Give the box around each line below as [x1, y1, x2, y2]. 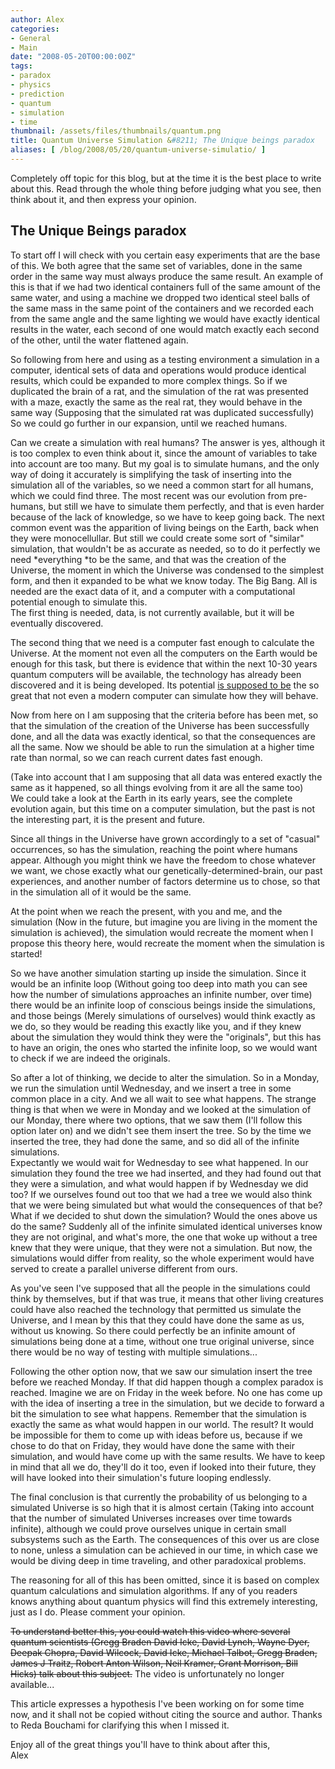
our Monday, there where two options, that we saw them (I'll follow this [10, 1114, 303, 1126]
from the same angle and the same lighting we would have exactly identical [10, 312, 320, 325]
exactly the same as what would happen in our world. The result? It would [10, 1418, 314, 1430]
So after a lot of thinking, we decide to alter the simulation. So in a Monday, [10, 1071, 320, 1083]
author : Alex [10, 14, 65, 25]
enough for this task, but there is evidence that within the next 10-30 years [10, 657, 318, 670]
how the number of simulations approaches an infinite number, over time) [10, 988, 313, 1000]
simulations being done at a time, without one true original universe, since [10, 1335, 315, 1347]
